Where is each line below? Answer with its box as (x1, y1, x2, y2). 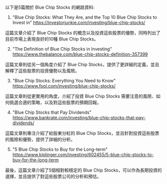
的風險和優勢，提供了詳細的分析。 (5, 136, 75, 142)
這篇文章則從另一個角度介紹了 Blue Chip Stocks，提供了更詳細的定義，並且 (5, 62, 160, 67)
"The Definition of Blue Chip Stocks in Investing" (12, 46, 112, 52)
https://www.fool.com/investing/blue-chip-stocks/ (12, 83, 116, 89)
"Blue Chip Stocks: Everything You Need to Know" (12, 78, 116, 84)
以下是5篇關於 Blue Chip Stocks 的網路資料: (5, 4, 95, 10)
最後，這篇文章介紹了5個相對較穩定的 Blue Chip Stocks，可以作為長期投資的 (5, 167, 162, 173)
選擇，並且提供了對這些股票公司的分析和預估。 (5, 174, 101, 179)
